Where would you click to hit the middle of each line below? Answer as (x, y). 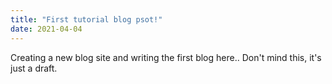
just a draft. (34, 68)
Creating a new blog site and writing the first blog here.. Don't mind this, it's (166, 57)
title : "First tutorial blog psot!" (86, 19)
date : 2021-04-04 (46, 29)
